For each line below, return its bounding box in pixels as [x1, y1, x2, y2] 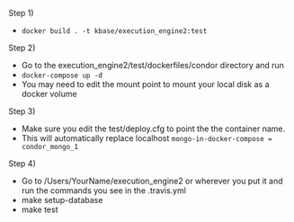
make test [21, 204, 58, 215]
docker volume [21, 89, 77, 99]
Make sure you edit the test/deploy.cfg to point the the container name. [21, 123, 286, 134]
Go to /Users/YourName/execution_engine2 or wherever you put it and [21, 175, 284, 186]
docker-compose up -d [21, 71, 102, 80]
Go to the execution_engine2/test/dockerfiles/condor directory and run [21, 60, 285, 70]
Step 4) [8, 158, 37, 169]
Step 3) [8, 106, 36, 116]
